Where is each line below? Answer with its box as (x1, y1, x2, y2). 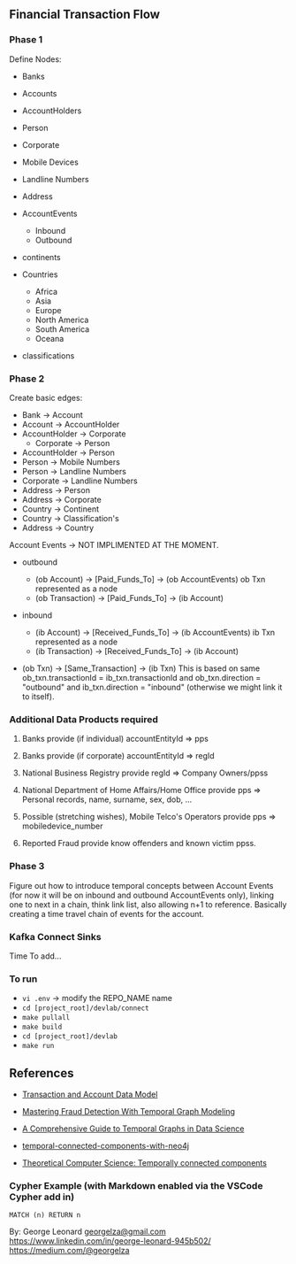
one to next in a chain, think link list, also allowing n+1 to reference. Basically (9, 898, 287, 910)
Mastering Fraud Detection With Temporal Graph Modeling (21, 1106, 236, 1116)
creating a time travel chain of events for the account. (9, 908, 205, 919)
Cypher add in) (9, 1191, 75, 1203)
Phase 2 (9, 372, 45, 384)
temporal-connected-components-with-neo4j (21, 1140, 190, 1151)
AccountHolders (21, 105, 82, 116)
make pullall (21, 1014, 71, 1022)
